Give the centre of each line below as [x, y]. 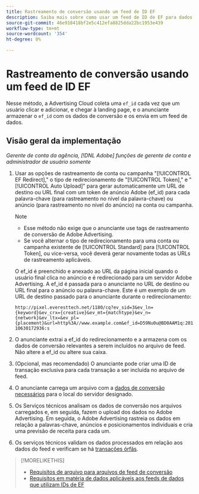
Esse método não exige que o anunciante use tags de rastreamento [106, 228]
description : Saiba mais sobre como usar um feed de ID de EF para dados [99, 17]
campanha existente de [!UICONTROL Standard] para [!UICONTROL [107, 247]
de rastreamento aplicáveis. [58, 259]
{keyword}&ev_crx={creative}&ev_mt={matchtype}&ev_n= [83, 313]
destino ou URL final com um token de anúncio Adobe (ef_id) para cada [102, 192]
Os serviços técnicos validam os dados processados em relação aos [99, 442]
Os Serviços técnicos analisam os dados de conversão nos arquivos [98, 405]
